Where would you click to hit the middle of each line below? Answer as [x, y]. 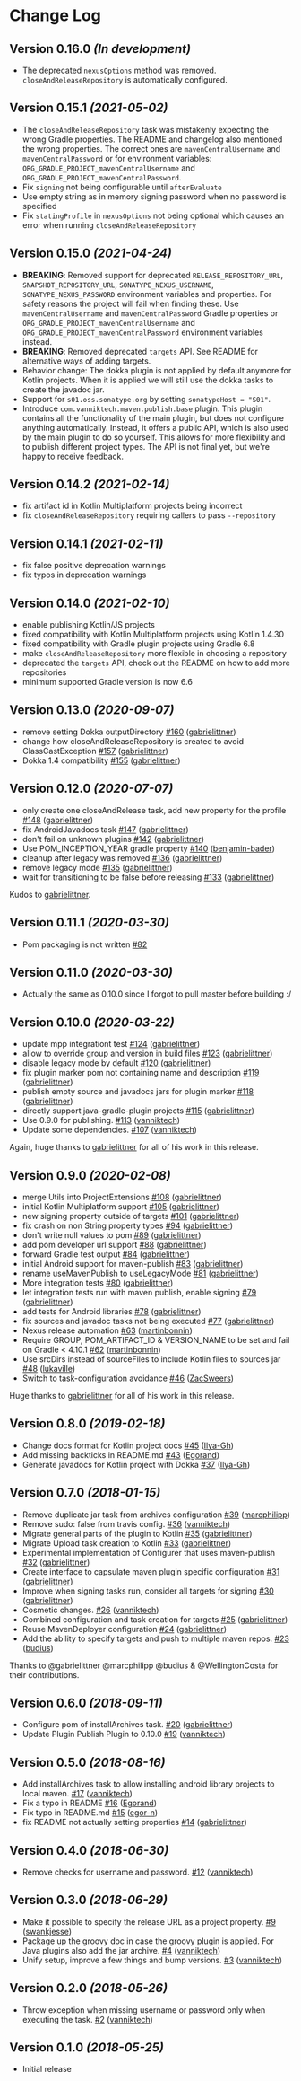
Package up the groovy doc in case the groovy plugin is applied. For [148, 1941]
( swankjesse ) [47, 1931]
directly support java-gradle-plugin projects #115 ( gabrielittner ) [138, 1111]
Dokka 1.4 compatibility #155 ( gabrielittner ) [101, 760]
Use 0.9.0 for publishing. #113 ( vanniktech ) [101, 1120]
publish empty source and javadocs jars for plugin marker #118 [138, 1092]
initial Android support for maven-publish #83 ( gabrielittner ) [133, 1263]
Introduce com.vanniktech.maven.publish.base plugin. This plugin [142, 408]
